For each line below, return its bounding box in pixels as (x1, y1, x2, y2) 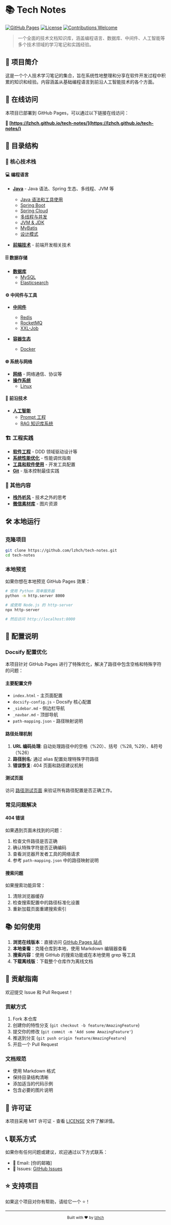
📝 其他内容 (5, 482, 32, 489)
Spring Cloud (20, 208, 48, 214)
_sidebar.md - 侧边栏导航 (12, 705, 65, 711)
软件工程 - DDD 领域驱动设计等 (12, 448, 78, 455)
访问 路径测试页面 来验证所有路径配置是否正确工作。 (5, 787, 115, 793)
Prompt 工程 (20, 414, 46, 420)
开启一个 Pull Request (12, 1041, 59, 1048)
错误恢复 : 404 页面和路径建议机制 (12, 762, 83, 768)
